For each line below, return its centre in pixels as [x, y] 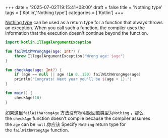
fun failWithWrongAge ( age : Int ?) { [43, 51]
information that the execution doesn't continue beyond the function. [77, 33]
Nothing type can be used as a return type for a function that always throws [84, 22]
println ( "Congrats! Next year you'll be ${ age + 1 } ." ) [73, 79]
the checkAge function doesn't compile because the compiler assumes [78, 118]
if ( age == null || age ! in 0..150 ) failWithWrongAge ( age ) [78, 75]
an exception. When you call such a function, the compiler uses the [75, 28]
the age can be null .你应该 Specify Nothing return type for [66, 124]
